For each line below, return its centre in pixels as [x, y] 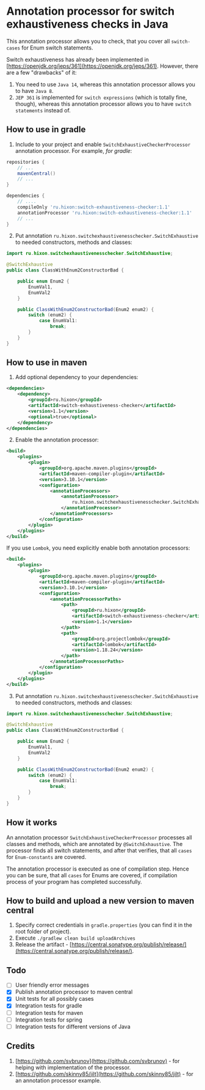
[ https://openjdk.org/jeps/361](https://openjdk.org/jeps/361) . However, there [102, 66]
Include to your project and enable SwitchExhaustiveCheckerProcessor [103, 144]
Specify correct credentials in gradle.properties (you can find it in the [103, 925]
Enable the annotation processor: [57, 440]
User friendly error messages [52, 985]
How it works [32, 823]
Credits [21, 1046]
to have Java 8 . [34, 90]
